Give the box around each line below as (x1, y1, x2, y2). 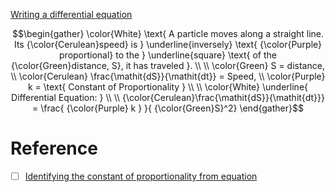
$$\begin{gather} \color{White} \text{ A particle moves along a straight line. (11, 28, 325, 39)
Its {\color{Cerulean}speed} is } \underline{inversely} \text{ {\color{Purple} (13, 39, 323, 50)
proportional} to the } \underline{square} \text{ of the (59, 49, 277, 61)
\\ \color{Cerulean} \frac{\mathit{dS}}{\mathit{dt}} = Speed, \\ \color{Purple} (10, 70, 326, 82)
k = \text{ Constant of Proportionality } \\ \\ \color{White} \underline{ (27, 81, 309, 93)
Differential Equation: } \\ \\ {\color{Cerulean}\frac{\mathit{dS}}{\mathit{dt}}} (11, 92, 325, 103)
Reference (10, 137, 98, 160)
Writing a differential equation (10, 9, 133, 20)
